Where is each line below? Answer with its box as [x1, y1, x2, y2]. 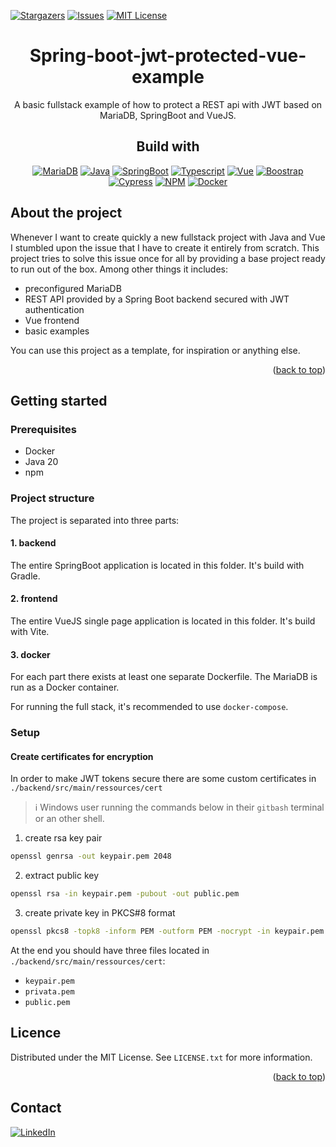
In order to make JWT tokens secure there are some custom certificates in [10, 773, 317, 785]
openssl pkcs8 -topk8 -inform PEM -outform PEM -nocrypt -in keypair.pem [10, 926, 325, 937]
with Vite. [10, 625, 50, 637]
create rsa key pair [24, 832, 103, 844]
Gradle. [10, 570, 41, 582]
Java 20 [24, 456, 59, 468]
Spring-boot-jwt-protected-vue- [29, 45, 307, 67]
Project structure [10, 491, 95, 505]
